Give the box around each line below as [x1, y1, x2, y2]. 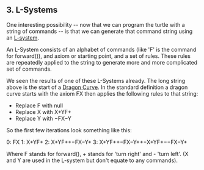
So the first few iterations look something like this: [6, 126, 133, 133]
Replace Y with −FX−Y [15, 115, 72, 122]
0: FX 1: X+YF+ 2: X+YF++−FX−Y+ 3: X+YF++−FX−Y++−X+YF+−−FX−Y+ [6, 138, 188, 146]
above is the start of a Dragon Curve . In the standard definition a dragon [6, 83, 188, 91]
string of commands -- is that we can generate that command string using [6, 27, 193, 35]
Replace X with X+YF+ [15, 108, 72, 115]
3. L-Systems [6, 5, 58, 15]
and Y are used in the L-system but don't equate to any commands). [6, 157, 178, 164]
